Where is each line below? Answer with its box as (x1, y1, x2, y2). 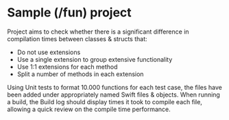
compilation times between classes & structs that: (7, 34, 147, 43)
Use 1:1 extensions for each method (16, 62, 118, 71)
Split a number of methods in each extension (16, 70, 144, 78)
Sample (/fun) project (7, 5, 132, 21)
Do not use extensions (16, 48, 81, 56)
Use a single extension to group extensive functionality (16, 55, 173, 63)
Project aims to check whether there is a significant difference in (7, 27, 190, 36)
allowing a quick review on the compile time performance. (7, 105, 171, 113)
